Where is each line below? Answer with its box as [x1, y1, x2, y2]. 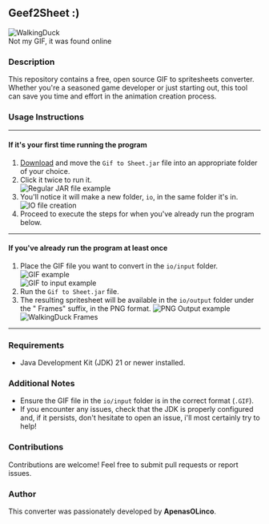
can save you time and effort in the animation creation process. [8, 91, 217, 101]
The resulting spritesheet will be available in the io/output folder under [19, 295, 255, 304]
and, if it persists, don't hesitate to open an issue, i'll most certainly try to [19, 413, 260, 423]
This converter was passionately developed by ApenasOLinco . [8, 506, 217, 516]
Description [8, 56, 55, 67]
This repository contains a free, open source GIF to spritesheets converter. [8, 75, 255, 84]
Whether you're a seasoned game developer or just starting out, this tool [8, 83, 248, 93]
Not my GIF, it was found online [8, 36, 112, 46]
